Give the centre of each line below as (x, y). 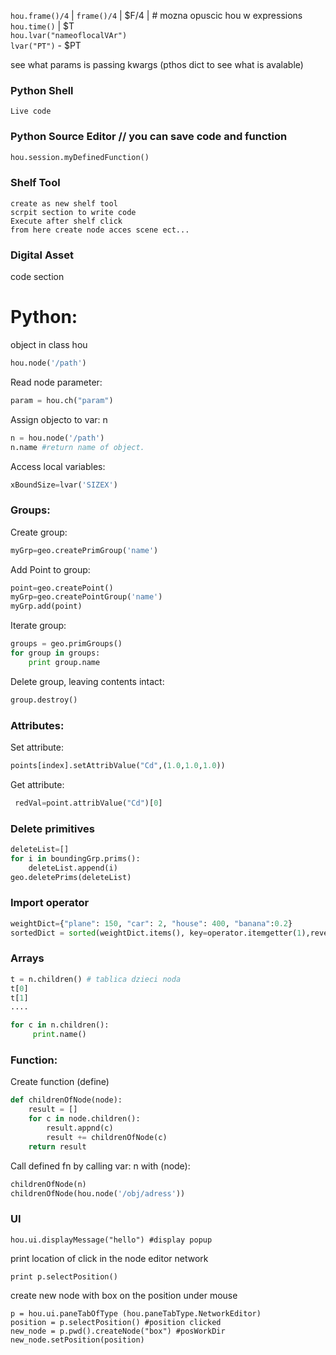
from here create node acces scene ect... (100, 230)
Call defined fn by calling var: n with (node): (100, 1166)
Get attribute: (37, 784)
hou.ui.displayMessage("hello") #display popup (111, 1240)
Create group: (39, 532)
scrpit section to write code (73, 212)
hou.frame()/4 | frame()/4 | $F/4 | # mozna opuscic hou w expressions (156, 15)
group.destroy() (44, 700)
